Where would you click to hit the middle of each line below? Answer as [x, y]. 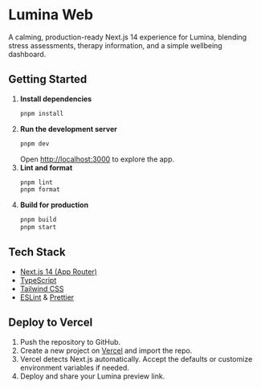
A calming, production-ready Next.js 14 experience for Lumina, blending [128, 37]
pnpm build [38, 220]
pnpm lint [37, 182]
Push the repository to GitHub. [70, 342]
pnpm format [40, 190]
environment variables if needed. [75, 367]
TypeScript [38, 280]
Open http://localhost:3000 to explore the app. [97, 159]
